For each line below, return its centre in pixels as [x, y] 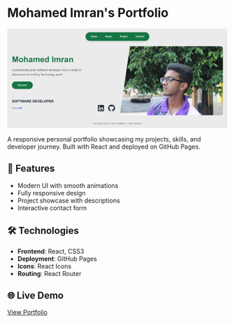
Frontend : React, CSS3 [51, 251]
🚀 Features [31, 169]
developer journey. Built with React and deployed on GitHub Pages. [104, 147]
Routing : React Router [49, 273]
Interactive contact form [52, 207]
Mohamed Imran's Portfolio [88, 13]
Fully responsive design [51, 193]
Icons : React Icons [44, 266]
